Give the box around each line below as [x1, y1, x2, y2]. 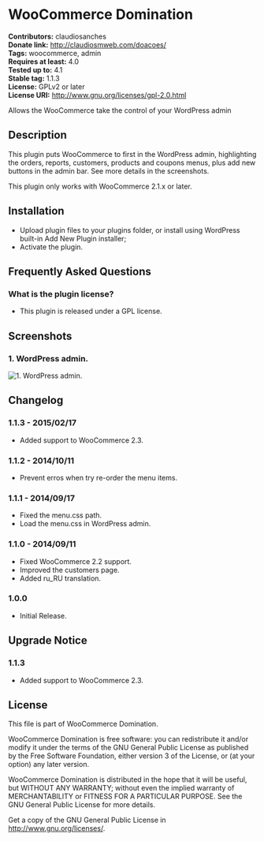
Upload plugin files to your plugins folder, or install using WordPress [19, 225, 240, 234]
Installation [8, 204, 65, 218]
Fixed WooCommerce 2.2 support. [19, 556, 132, 566]
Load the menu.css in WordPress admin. [19, 519, 151, 529]
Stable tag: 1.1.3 [8, 73, 61, 83]
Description [8, 129, 67, 142]
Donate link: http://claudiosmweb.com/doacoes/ [8, 39, 167, 49]
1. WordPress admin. [8, 353, 89, 364]
